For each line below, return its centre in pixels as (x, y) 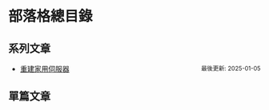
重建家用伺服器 (44, 69)
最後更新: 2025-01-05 (231, 69)
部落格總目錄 (51, 16)
